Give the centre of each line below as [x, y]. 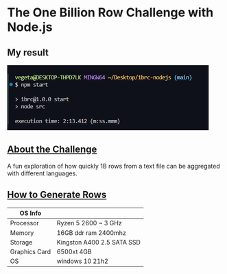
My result [28, 52]
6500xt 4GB [74, 252]
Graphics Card [31, 252]
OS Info [31, 213]
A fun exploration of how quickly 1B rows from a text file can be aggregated [114, 166]
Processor [24, 223]
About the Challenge [52, 150]
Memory [22, 233]
